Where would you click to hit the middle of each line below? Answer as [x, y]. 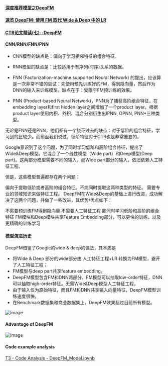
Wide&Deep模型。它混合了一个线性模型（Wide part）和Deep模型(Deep [79, 153]
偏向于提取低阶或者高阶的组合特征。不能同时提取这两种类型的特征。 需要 [80, 187]
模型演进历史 [18, 236]
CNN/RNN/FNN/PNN [27, 44]
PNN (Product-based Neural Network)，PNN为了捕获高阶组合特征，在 [85, 101]
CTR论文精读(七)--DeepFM [33, 32]
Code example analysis [30, 346]
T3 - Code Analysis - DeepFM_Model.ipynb [50, 358]
